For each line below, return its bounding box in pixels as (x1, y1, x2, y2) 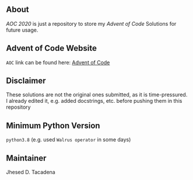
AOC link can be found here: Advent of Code (6, 58, 110, 66)
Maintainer (6, 153, 47, 163)
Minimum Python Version (6, 120, 100, 130)
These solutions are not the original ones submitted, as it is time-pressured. (6, 91, 188, 98)
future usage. (6, 26, 38, 33)
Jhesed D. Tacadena (6, 169, 55, 176)
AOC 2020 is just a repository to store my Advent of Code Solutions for (6, 20, 177, 27)
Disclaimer (6, 76, 46, 86)
